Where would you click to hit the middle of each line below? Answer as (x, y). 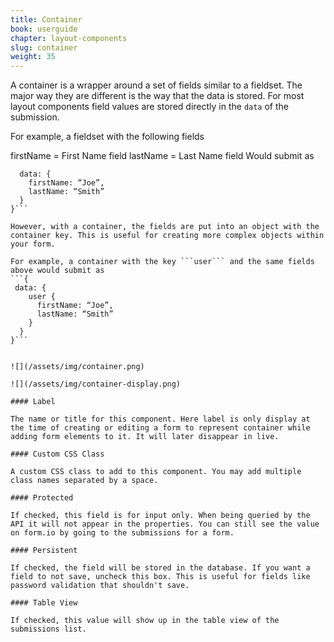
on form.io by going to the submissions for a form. (122, 533)
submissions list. (48, 629)
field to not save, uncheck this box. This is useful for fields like (160, 577)
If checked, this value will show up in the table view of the (145, 621)
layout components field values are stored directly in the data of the (150, 107)
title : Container (46, 19)
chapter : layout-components (69, 38)
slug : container (44, 47)
